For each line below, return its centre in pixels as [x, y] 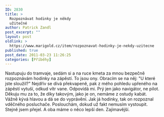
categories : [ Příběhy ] [28, 59]
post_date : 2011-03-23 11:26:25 [38, 55]
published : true [22, 50]
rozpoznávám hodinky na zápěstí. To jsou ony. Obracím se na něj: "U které [80, 78]
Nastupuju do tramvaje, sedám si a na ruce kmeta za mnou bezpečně [75, 73]
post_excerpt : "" [23, 32]
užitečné [18, 23]
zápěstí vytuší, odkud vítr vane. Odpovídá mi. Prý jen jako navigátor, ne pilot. [82, 89]
